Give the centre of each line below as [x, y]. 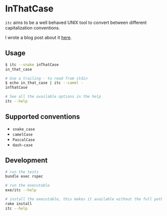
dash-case [23, 145]
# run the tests [22, 172]
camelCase [23, 134]
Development [27, 160]
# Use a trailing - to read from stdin [46, 78]
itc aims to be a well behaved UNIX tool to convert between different [76, 22]
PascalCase [24, 140]
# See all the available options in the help [53, 97]
